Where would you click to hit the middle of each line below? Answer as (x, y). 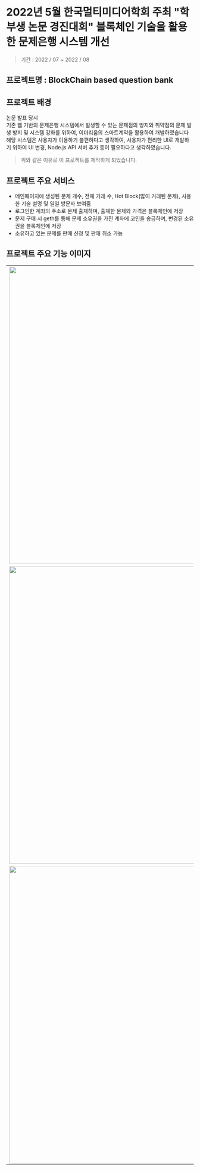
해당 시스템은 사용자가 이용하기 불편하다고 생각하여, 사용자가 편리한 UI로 (90, 140)
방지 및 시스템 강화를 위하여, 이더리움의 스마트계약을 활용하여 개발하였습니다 (101, 133)
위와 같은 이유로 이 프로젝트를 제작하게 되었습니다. (79, 160)
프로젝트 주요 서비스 (40, 181)
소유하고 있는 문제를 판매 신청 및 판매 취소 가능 (69, 233)
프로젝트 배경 (29, 102)
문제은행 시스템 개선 (64, 42)
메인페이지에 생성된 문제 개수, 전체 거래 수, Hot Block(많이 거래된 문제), (97, 196)
